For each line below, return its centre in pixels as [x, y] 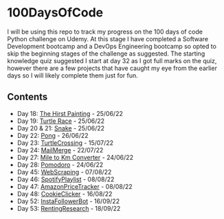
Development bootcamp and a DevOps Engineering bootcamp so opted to [112, 46]
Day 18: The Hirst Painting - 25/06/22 [70, 113]
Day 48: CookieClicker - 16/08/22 [65, 194]
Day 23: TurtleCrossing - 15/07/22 [65, 143]
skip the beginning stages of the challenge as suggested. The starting [106, 54]
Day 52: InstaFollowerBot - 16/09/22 [68, 201]
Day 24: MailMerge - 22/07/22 [60, 150]
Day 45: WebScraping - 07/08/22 [64, 172]
